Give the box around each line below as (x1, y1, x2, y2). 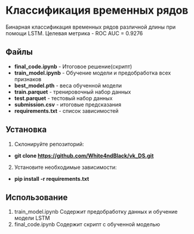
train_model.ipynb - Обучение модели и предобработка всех (14, 69, 171, 76)
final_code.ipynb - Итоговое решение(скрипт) (14, 63, 133, 70)
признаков (14, 75, 42, 82)
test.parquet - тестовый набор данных (14, 94, 113, 101)
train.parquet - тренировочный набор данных (14, 88, 131, 96)
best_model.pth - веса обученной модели (14, 82, 122, 89)
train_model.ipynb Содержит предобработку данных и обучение (14, 208, 178, 215)
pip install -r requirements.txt (14, 175, 90, 182)
